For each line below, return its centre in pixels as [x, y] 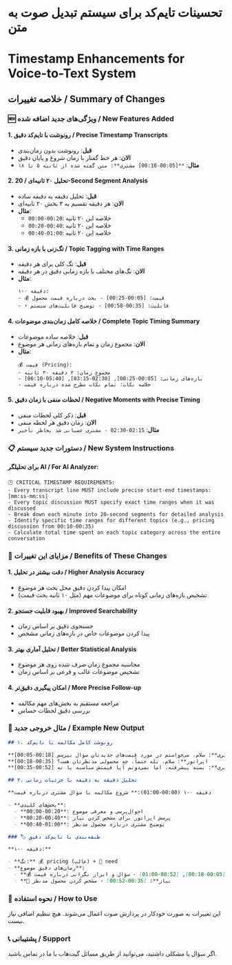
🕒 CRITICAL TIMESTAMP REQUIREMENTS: [62, 482]
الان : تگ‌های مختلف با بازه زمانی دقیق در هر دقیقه [81, 271]
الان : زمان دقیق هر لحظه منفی [57, 422]
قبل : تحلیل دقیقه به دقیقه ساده [57, 196]
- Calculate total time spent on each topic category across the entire [114, 533]
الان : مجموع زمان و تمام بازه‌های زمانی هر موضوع [81, 344]
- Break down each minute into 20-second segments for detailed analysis [116, 514]
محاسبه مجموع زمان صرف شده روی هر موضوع [79, 664]
